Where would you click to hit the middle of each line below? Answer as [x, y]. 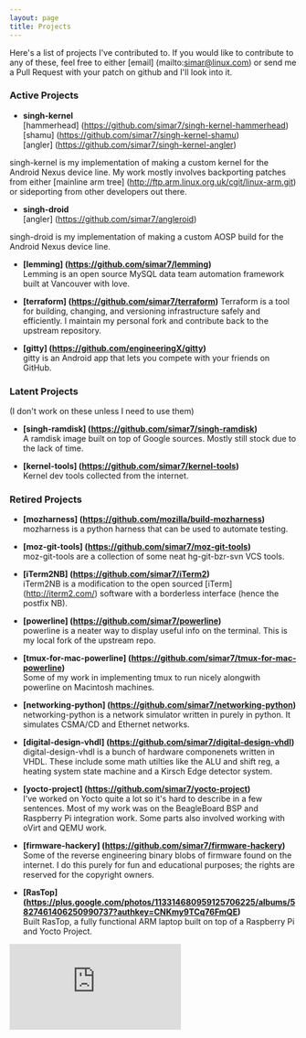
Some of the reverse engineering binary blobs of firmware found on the [157, 855]
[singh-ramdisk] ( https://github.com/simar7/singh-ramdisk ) [140, 429]
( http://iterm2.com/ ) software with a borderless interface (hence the [151, 594]
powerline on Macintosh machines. [89, 688]
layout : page [34, 18]
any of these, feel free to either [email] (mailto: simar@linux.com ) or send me [153, 62]
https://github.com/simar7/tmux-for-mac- [214, 658]
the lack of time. [53, 448]
